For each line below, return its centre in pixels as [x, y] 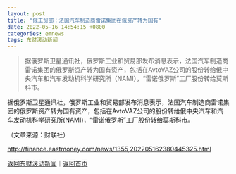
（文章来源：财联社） [38, 135]
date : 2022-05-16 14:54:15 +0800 [56, 27]
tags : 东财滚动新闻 [33, 40]
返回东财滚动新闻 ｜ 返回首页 [48, 163]
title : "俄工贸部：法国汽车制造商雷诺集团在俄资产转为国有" [85, 20]
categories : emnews [36, 33]
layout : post [26, 14]
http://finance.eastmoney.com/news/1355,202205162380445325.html [109, 149]
